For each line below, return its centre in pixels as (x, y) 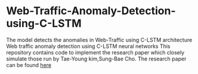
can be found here (29, 65)
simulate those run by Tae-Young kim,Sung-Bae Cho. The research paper (96, 59)
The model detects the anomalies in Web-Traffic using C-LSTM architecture (99, 40)
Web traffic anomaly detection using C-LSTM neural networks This (88, 46)
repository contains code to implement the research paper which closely (95, 52)
